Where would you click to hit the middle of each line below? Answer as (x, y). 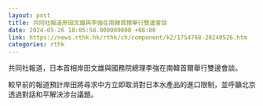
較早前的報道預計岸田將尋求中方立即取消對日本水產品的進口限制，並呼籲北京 (132, 85)
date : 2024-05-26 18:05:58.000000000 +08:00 (82, 30)
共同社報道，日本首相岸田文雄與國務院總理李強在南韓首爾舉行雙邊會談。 (125, 68)
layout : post (29, 15)
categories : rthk (37, 45)
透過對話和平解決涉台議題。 (53, 94)
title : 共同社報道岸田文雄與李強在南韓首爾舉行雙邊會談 (88, 23)
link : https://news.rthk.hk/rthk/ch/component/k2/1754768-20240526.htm (128, 37)
